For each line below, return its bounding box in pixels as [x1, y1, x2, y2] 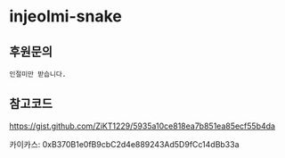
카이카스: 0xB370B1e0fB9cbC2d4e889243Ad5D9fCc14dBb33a [9, 138, 240, 149]
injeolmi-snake [9, 6, 122, 27]
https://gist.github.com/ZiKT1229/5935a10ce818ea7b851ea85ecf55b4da [9, 121, 276, 131]
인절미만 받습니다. [9, 70, 67, 79]
